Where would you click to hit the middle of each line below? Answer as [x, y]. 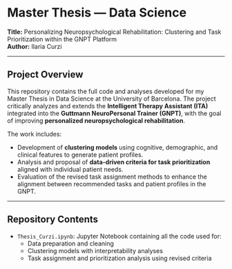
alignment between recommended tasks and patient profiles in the [112, 183]
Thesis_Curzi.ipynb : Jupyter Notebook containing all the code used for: [119, 236]
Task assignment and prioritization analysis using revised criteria [119, 258]
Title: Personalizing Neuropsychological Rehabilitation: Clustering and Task [114, 32]
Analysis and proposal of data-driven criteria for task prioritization [114, 162]
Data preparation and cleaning [70, 243]
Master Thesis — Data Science [97, 13]
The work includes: [35, 134]
